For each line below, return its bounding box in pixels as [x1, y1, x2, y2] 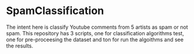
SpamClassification [6, 4, 104, 18]
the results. [6, 42, 34, 49]
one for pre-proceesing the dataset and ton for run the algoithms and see [6, 36, 184, 43]
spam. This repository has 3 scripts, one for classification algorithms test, [6, 29, 184, 36]
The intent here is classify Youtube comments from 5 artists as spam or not [6, 23, 188, 31]
